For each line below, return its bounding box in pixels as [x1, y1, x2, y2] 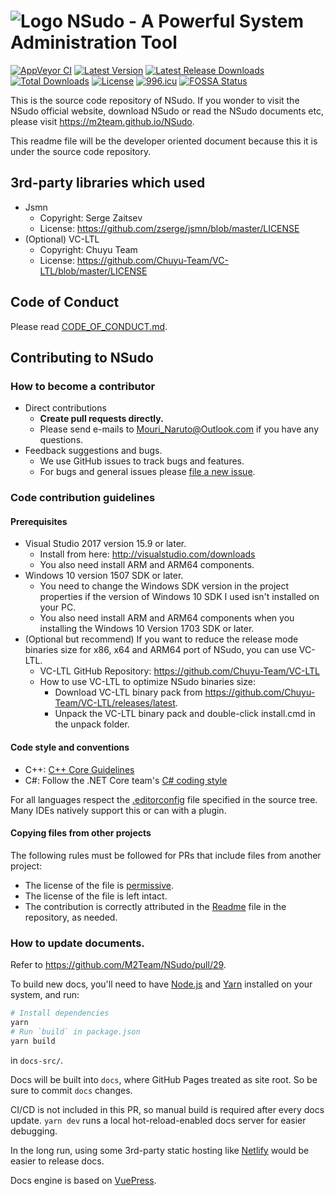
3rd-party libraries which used [10, 175, 206, 192]
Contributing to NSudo [10, 349, 154, 366]
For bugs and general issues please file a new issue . [39, 466, 256, 478]
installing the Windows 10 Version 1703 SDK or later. [39, 623, 255, 635]
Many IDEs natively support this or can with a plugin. [10, 804, 227, 816]
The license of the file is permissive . [24, 879, 175, 891]
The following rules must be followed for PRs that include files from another [10, 849, 322, 861]
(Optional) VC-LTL [24, 233, 100, 245]
